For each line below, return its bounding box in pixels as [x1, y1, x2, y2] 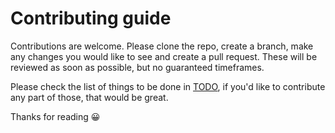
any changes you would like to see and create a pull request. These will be [10, 50, 318, 62]
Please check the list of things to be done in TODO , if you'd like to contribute [10, 80, 326, 92]
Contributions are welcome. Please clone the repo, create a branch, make [10, 40, 314, 52]
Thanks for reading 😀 [10, 110, 101, 122]
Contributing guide [10, 7, 172, 30]
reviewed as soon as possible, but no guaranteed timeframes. [10, 61, 265, 73]
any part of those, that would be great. [10, 91, 169, 103]
